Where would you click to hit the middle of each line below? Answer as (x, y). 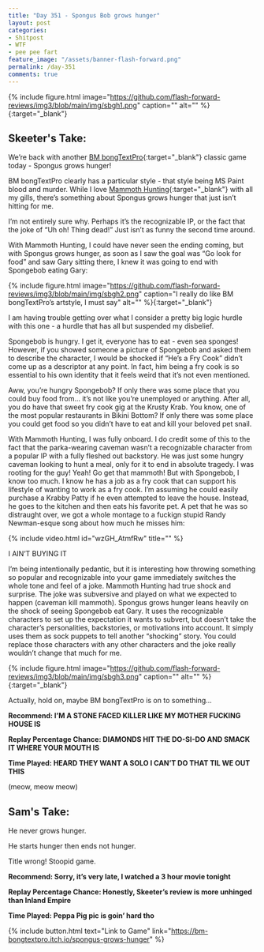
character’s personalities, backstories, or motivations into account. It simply (131, 628)
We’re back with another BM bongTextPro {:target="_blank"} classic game (127, 157)
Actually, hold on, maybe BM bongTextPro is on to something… (110, 701)
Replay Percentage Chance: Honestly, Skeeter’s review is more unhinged (130, 892)
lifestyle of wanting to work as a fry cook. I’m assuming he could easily (123, 490)
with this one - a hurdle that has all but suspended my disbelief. (111, 326)
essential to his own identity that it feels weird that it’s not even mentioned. (129, 375)
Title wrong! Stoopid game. (52, 861)
